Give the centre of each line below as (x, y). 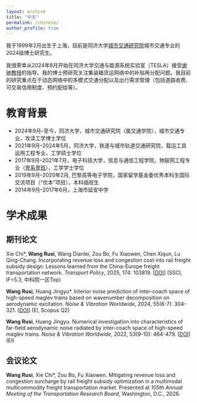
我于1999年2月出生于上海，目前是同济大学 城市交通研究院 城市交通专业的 (93, 45)
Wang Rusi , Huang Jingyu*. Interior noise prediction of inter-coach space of (98, 292)
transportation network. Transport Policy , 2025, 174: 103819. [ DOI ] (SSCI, (94, 273)
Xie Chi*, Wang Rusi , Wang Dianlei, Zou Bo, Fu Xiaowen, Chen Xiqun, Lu (93, 254)
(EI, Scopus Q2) (50, 310)
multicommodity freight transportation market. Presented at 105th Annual (94, 387)
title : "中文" (23, 17)
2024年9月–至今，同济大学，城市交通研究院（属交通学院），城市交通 (97, 131)
